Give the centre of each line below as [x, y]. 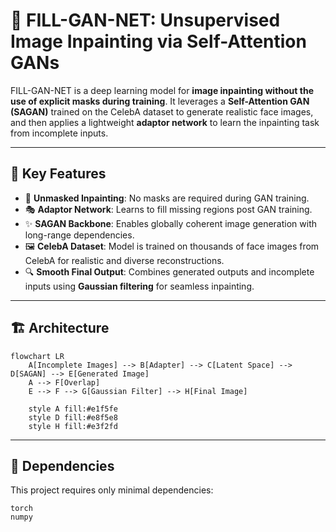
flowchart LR [37, 356]
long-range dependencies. [79, 235]
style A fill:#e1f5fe [73, 409]
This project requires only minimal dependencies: [112, 490]
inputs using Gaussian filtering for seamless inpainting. [139, 286]
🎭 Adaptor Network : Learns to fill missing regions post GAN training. [168, 209]
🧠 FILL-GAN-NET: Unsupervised [145, 20]
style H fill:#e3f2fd [73, 426]
